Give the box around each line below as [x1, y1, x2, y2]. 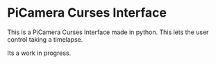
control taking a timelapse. [7, 35, 83, 43]
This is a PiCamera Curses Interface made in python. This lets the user [7, 28, 209, 36]
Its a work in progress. [7, 49, 72, 57]
